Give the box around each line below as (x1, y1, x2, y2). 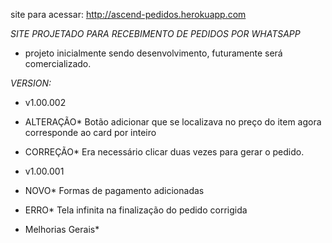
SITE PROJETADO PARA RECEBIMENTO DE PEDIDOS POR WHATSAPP (10, 28, 301, 39)
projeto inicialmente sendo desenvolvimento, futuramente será (24, 47, 283, 59)
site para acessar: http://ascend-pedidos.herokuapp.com (10, 9, 247, 20)
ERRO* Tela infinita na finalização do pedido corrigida (24, 204, 248, 216)
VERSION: (10, 77, 52, 89)
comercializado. (24, 58, 92, 69)
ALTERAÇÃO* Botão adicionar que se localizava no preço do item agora (24, 116, 322, 128)
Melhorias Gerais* (24, 224, 100, 235)
